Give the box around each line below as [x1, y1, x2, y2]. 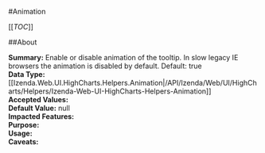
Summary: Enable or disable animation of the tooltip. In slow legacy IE [8, 53, 239, 62]
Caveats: [8, 137, 39, 146]
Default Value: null [8, 103, 70, 113]
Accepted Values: [8, 95, 69, 104]
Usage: [8, 128, 33, 138]
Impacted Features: [8, 112, 74, 121]
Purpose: [8, 120, 40, 129]
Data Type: [8, 70, 45, 78]
